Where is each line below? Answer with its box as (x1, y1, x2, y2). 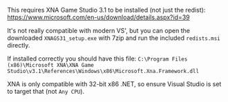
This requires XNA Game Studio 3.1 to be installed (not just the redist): (7, 6, 206, 14)
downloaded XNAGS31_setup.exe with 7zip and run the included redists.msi (7, 34, 221, 42)
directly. (7, 41, 30, 49)
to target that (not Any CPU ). (7, 88, 85, 95)
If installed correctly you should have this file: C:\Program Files (7, 54, 188, 63)
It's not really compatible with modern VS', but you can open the (7, 27, 190, 34)
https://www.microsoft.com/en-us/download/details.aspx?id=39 (7, 13, 190, 21)
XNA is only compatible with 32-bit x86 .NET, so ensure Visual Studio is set (7, 80, 222, 88)
